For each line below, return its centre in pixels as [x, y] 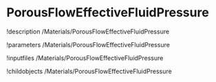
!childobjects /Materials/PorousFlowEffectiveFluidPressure [89, 71]
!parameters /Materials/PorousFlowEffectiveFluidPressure [88, 44]
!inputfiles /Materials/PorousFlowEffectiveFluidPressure [85, 58]
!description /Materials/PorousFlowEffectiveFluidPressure [88, 31]
